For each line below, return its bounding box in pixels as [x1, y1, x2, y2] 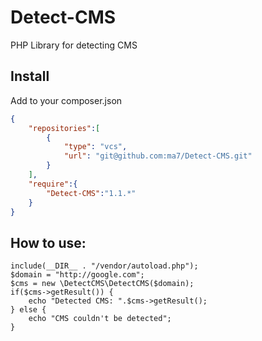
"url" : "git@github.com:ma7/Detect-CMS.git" [63, 151, 253, 161]
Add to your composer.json [10, 94, 123, 106]
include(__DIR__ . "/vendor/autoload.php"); [10, 261, 199, 271]
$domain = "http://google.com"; [10, 270, 145, 280]
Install [10, 68, 50, 85]
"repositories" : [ [28, 123, 101, 133]
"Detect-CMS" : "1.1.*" [46, 188, 137, 198]
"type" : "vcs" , [63, 142, 128, 152]
